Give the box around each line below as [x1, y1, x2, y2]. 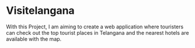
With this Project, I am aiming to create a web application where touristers [6, 23, 184, 30]
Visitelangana [6, 4, 75, 17]
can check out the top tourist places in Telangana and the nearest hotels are [6, 29, 189, 36]
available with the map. [6, 35, 62, 42]
